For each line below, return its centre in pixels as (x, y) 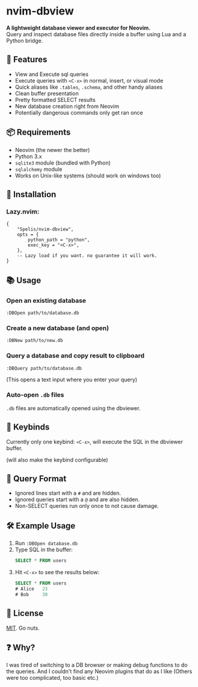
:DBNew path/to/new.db (35, 341)
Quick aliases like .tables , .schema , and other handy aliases (89, 87)
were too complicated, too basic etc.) (53, 678)
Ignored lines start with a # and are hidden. (68, 493)
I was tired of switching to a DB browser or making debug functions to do (97, 665)
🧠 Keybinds (28, 427)
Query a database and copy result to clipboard (76, 356)
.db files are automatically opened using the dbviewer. (73, 408)
